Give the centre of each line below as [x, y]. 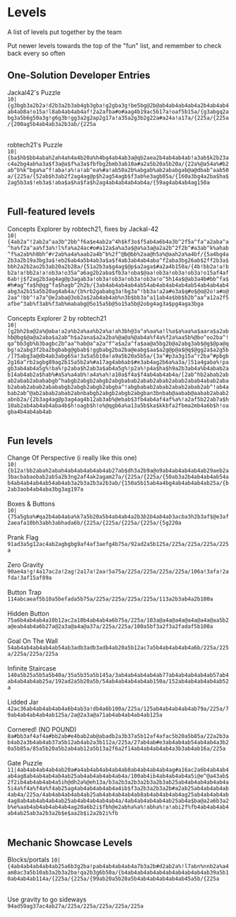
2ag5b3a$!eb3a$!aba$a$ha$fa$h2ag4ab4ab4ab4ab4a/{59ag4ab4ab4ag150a [109, 182]
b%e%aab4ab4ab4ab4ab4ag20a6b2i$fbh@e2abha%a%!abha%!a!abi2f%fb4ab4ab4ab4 [118, 807]
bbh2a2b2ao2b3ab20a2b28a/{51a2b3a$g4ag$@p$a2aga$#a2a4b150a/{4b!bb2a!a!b [118, 266]
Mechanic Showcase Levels [70, 842]
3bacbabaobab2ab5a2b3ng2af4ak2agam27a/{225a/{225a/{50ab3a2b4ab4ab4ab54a [118, 477]
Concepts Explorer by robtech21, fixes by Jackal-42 [83, 229]
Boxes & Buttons [31, 504]
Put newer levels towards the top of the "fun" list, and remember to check [114, 45]
